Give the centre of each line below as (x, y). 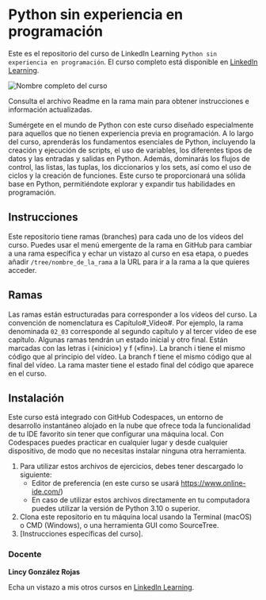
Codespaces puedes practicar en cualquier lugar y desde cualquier (118, 443)
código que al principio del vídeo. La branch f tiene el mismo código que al (130, 356)
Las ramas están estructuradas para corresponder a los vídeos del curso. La (133, 314)
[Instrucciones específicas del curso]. (81, 534)
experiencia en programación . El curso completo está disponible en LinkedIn (133, 62)
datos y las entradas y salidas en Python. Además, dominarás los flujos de (129, 158)
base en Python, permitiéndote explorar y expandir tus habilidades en (122, 183)
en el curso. (28, 373)
